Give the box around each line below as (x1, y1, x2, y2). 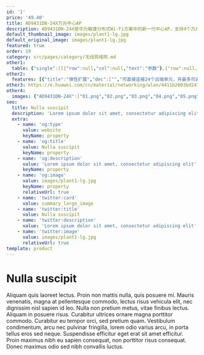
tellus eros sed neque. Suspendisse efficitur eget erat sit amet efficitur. (6, 330, 184, 337)
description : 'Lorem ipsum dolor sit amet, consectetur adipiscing (12, 110, 186, 116)
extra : (12, 116, 29, 122)
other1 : (6, 59, 26, 65)
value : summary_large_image (22, 201, 94, 207)
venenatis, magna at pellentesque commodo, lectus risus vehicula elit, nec (6, 298, 193, 305)
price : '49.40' (6, 15, 45, 21)
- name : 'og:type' (17, 122, 64, 128)
